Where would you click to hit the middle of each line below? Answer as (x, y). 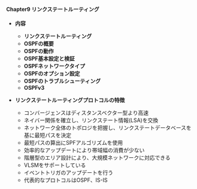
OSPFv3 (34, 88)
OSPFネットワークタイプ (54, 66)
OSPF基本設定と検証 (49, 59)
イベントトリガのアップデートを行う (69, 173)
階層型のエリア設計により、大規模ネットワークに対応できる (97, 158)
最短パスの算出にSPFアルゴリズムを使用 (73, 143)
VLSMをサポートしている (55, 165)
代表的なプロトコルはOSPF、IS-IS (66, 180)
